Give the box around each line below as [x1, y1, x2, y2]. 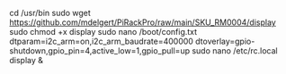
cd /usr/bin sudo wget [9, 8, 92, 18]
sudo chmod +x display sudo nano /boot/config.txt [9, 27, 198, 37]
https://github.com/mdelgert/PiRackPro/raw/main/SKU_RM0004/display [9, 17, 276, 28]
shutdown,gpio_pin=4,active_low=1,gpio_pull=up [9, 45, 191, 56]
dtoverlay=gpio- [194, 36, 255, 46]
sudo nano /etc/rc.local [192, 45, 278, 56]
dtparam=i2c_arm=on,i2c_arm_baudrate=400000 [9, 36, 193, 46]
